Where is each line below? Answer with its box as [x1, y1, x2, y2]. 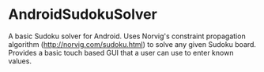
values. [8, 56, 32, 66]
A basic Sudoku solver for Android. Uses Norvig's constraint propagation [8, 31, 247, 41]
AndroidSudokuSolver [8, 5, 158, 23]
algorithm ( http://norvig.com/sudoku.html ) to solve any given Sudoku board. [8, 39, 257, 49]
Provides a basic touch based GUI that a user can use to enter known [8, 48, 234, 57]
